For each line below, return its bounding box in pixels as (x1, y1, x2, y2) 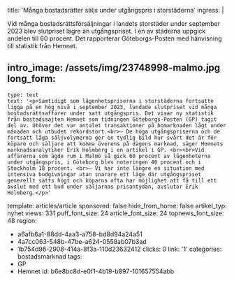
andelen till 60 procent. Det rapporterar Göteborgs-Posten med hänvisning (7, 34, 222, 43)
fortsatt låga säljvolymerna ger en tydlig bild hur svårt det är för (7, 134, 217, 141)
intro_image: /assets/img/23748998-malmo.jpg (7, 62, 221, 74)
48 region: (7, 216, 37, 224)
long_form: (7, 73, 56, 85)
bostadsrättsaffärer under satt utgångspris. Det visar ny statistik (7, 110, 214, 117)
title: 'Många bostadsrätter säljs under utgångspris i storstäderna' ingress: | (7, 6, 224, 14)
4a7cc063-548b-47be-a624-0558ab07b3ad (17, 237, 147, 245)
